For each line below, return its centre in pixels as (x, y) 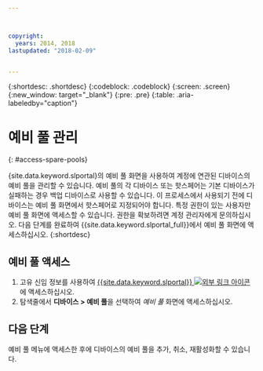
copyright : (26, 36)
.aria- (185, 95)
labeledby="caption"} (43, 104)
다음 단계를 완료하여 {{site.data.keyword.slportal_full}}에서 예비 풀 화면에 (132, 225)
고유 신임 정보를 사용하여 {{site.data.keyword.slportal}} (106, 282)
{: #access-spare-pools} (48, 160)
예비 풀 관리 (43, 137)
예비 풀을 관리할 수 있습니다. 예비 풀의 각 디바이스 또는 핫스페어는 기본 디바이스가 (131, 186)
